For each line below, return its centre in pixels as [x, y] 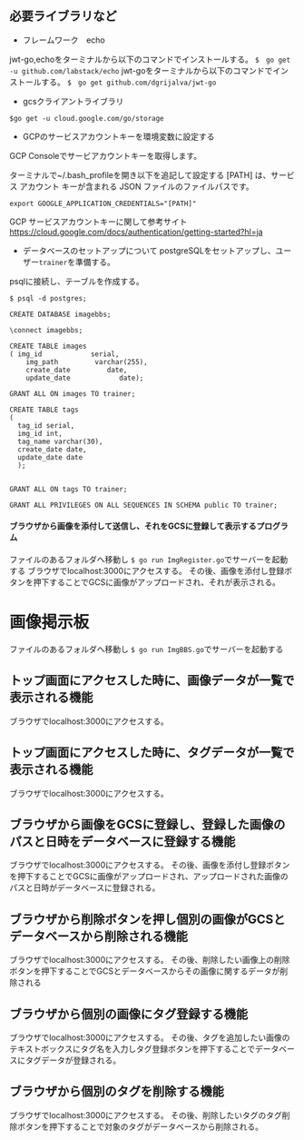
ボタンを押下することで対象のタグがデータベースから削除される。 [140, 1126]
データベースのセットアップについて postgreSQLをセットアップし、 [149, 250]
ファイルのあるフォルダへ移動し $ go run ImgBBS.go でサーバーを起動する [147, 649]
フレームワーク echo [64, 40]
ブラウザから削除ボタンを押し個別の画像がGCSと [147, 919]
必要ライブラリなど [63, 16]
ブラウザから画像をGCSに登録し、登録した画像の [147, 824]
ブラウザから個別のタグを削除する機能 [117, 1091]
